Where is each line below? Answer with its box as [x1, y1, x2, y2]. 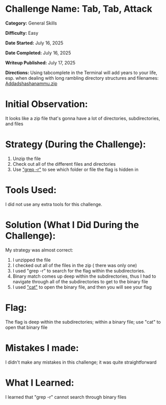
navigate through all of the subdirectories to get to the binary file [12, 278, 149, 284]
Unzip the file [12, 155, 41, 162]
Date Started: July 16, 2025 [5, 39, 64, 46]
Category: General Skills [5, 20, 57, 26]
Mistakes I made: [5, 342, 79, 353]
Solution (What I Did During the [5, 219, 139, 231]
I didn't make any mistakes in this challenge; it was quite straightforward [5, 359, 157, 365]
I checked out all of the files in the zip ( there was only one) [12, 262, 137, 268]
